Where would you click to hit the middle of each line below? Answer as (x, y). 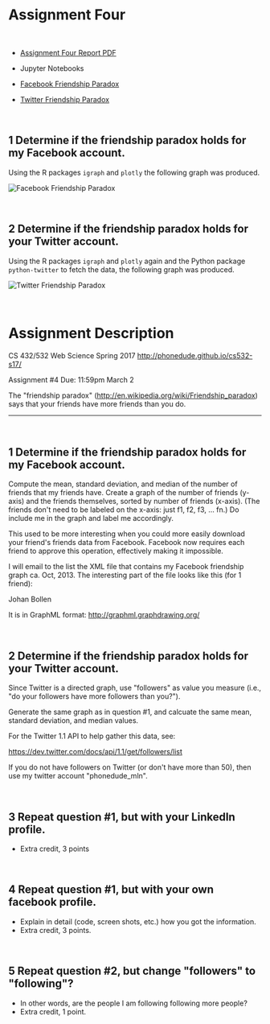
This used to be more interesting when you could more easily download (127, 534)
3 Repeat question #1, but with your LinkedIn (122, 817)
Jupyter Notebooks (52, 68)
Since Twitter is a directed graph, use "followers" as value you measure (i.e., (135, 688)
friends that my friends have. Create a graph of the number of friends (123, 493)
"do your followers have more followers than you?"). (94, 696)
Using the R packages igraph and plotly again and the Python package (127, 261)
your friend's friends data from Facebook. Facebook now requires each (127, 543)
